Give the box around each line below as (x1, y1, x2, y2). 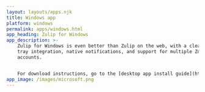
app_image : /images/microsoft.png (6, 76, 95, 82)
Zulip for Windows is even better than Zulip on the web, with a (17, 43, 187, 49)
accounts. (17, 54, 43, 60)
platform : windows (6, 20, 53, 26)
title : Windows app (6, 15, 56, 21)
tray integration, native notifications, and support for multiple (17, 49, 192, 55)
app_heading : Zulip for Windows (6, 32, 88, 38)
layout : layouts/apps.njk (6, 9, 72, 15)
